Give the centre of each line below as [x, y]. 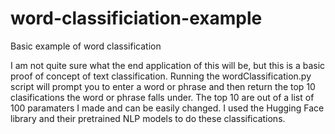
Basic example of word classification [86, 46]
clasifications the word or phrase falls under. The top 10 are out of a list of [162, 97]
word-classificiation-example [136, 18]
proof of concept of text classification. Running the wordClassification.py [161, 76]
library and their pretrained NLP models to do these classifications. [148, 118]
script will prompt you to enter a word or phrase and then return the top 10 [163, 86]
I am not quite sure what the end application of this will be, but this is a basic [168, 65]
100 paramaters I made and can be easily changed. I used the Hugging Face [167, 108]
